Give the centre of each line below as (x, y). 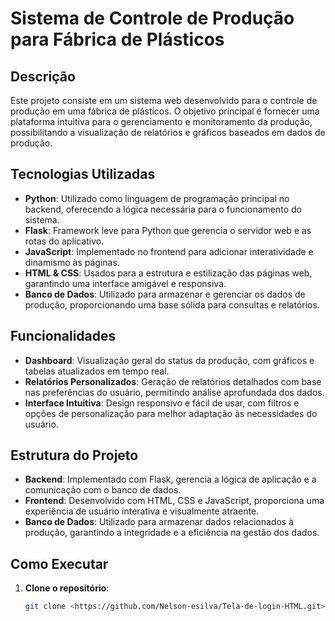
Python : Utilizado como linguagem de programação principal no (157, 198)
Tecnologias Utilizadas (83, 174)
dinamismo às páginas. (72, 262)
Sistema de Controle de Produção (152, 18)
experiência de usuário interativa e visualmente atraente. (142, 511)
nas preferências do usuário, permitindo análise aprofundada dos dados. (174, 392)
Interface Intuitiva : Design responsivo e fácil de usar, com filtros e (162, 403)
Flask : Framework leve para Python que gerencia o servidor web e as (168, 230)
